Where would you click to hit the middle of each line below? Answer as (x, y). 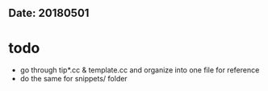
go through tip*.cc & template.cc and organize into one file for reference (140, 70)
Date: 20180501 (49, 13)
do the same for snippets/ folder (73, 79)
